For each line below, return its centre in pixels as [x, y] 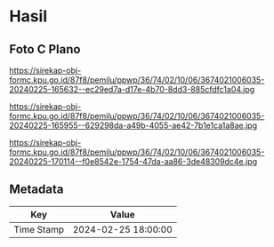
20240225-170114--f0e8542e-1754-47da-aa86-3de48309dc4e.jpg [133, 161]
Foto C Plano [45, 49]
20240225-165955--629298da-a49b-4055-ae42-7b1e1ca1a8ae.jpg [133, 125]
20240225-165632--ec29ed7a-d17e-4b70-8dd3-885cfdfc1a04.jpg [132, 89]
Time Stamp [39, 229]
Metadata [36, 190]
